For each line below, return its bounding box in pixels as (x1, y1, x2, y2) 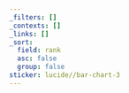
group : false (17, 63, 65, 72)
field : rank (17, 46, 62, 55)
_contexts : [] (9, 21, 62, 30)
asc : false (17, 54, 57, 63)
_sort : (9, 37, 34, 47)
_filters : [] (9, 12, 57, 22)
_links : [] (9, 29, 49, 38)
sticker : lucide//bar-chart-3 (9, 71, 121, 80)
